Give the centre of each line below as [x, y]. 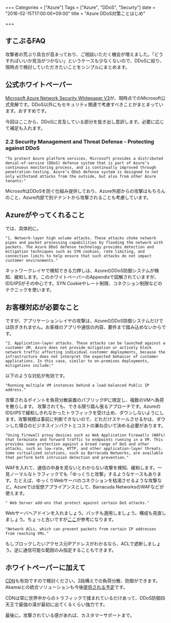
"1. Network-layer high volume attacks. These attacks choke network [81, 238]
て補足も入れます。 [25, 128]
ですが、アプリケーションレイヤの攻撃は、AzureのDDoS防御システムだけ [82, 320]
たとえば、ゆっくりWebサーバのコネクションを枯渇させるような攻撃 [86, 480]
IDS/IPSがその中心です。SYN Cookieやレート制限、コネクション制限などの [84, 283]
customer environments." [32, 260]
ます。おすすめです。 [27, 111]
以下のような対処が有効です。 [36, 376]
